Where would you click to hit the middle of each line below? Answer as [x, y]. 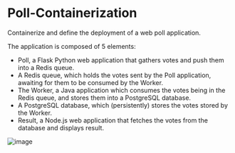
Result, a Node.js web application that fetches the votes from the [113, 120]
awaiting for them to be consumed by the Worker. [90, 82]
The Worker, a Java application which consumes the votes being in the [121, 90]
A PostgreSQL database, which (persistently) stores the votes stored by [123, 105]
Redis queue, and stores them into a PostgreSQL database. [104, 98]
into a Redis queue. [46, 67]
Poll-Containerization [72, 13]
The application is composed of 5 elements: [72, 46]
